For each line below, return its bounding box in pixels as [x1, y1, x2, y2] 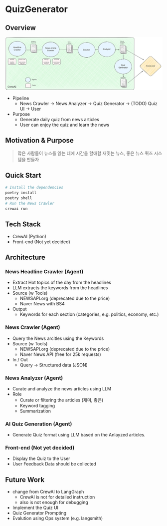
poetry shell [5, 196, 32, 201]
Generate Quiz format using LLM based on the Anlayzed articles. [12, 432, 146, 438]
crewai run [5, 206, 28, 211]
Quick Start [5, 171, 41, 180]
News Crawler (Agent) [5, 324, 61, 331]
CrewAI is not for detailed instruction [19, 494, 95, 500]
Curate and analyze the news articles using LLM [12, 385, 112, 391]
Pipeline [12, 95, 29, 101]
